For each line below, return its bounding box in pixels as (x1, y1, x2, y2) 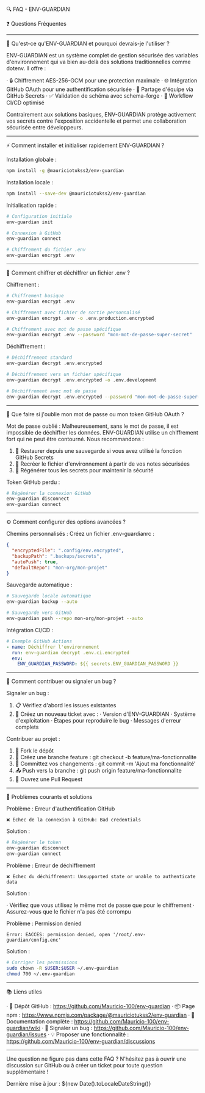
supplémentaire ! (6, 1068, 49, 1075)
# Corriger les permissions (6, 959, 78, 965)
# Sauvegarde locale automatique (6, 593, 92, 599)
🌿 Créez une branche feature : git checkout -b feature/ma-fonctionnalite (15, 754, 197, 761)
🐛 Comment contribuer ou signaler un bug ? (6, 677, 117, 685)
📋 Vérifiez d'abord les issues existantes (15, 702, 117, 709)
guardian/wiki (6, 1024, 41, 1031)
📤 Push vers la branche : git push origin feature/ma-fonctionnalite (15, 767, 182, 774)
